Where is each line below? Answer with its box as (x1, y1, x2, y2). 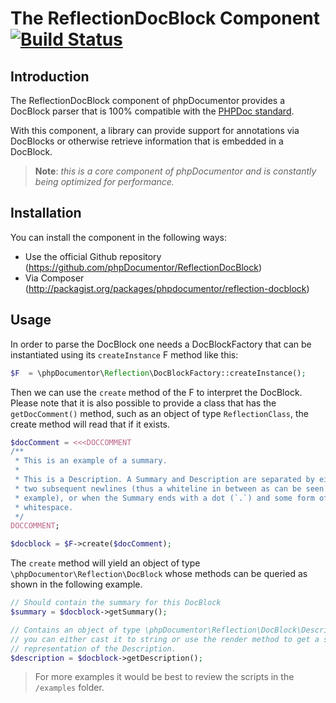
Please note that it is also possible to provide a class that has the (10, 397, 277, 409)
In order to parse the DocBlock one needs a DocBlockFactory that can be (10, 338, 312, 350)
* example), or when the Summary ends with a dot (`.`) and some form (14, 493, 315, 503)
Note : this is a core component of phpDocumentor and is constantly (34, 165, 317, 177)
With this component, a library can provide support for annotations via (10, 125, 300, 136)
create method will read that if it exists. (10, 418, 170, 430)
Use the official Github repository (24, 250, 162, 262)
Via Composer (24, 272, 85, 284)
